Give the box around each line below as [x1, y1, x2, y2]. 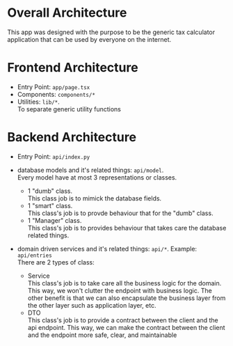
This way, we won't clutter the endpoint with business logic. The [27, 286, 212, 294]
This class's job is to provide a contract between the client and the [27, 315, 218, 324]
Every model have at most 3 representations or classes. [17, 173, 177, 182]
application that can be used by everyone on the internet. [7, 35, 172, 43]
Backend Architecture [7, 129, 137, 146]
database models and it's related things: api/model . [17, 166, 164, 174]
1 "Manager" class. [27, 216, 82, 224]
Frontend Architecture [7, 60, 138, 76]
